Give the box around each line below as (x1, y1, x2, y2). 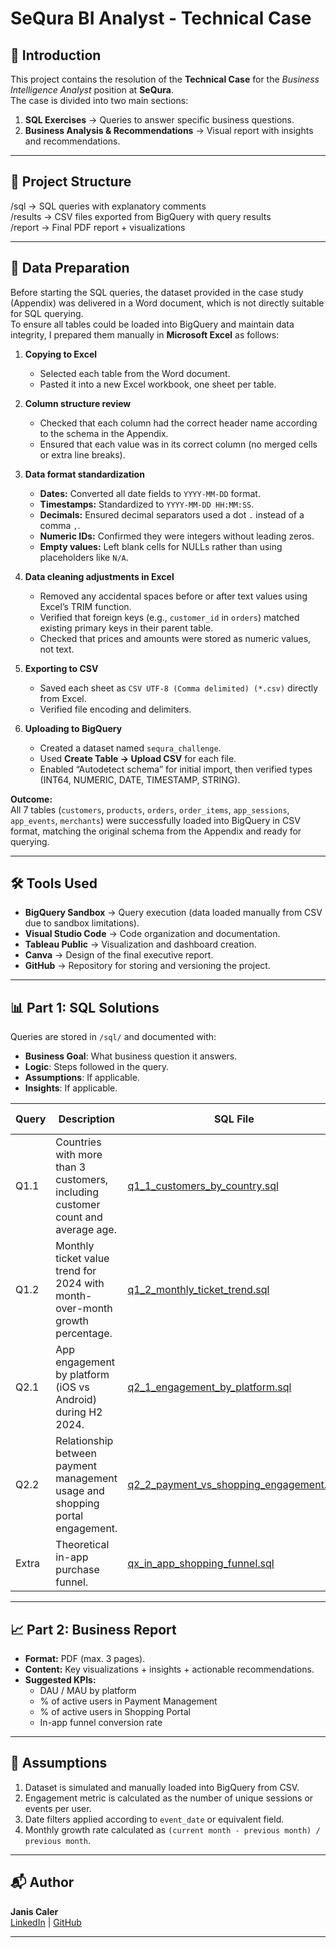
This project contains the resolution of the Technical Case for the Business (10, 73, 320, 85)
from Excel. (39, 692, 87, 704)
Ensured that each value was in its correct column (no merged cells (39, 438, 318, 450)
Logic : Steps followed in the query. (24, 1061, 169, 1073)
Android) (55, 1393, 97, 1407)
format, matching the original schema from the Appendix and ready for (10, 825, 302, 837)
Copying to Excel (24, 348, 98, 360)
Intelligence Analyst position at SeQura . (10, 84, 174, 96)
